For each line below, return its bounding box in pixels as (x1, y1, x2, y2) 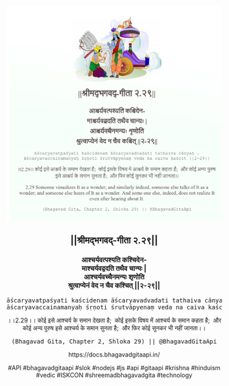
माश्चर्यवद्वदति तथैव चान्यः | (81, 263, 147, 273)
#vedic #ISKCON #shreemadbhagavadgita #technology (36, 371, 193, 379)
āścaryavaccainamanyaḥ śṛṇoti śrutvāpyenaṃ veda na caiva (6, 303, 205, 311)
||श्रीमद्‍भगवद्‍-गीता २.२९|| (70, 235, 159, 246)
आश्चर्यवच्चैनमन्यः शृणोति (83, 272, 145, 282)
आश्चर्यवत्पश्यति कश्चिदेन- (81, 255, 148, 265)
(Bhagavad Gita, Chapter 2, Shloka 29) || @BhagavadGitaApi (11, 337, 217, 345)
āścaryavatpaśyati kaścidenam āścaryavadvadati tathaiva (6, 296, 202, 304)
